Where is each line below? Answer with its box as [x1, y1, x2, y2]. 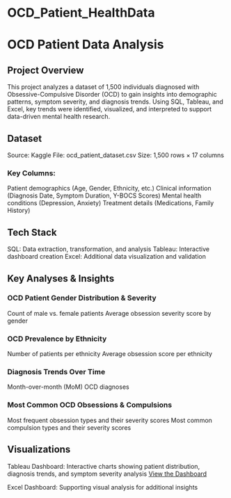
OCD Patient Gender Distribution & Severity [7, 294, 157, 303]
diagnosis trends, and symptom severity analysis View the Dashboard [7, 469, 207, 478]
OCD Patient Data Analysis [7, 37, 165, 53]
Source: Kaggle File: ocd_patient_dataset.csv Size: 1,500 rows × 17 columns [7, 151, 225, 159]
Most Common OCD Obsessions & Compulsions [7, 400, 173, 410]
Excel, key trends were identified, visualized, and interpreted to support [7, 105, 212, 113]
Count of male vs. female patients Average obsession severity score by [7, 309, 212, 317]
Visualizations [7, 444, 71, 456]
